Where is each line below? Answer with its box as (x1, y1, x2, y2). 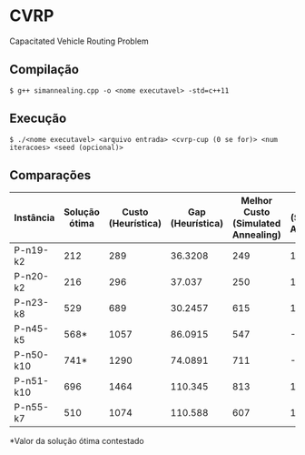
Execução (9, 111, 67, 126)
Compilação (9, 62, 80, 77)
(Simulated (232, 217, 281, 230)
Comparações (9, 167, 92, 183)
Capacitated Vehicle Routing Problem (9, 35, 149, 46)
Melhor (241, 195, 273, 207)
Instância (14, 211, 55, 224)
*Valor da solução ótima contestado (9, 436, 144, 447)
